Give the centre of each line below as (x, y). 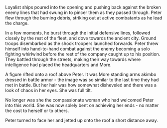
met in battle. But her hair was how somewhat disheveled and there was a (81, 85)
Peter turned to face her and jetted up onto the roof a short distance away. (82, 120)
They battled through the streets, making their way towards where (73, 59)
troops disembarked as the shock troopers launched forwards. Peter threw (82, 43)
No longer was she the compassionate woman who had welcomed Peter (80, 100)
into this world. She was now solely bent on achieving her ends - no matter (82, 105)
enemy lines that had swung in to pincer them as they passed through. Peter (83, 12)
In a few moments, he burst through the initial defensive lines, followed (78, 33)
